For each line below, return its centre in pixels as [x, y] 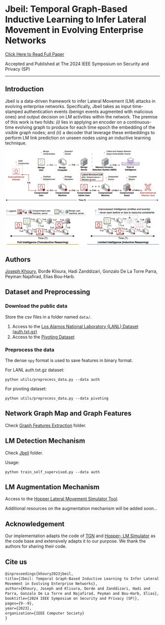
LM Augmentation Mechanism [52, 487]
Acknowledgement [35, 524]
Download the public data [36, 306]
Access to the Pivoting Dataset [43, 337]
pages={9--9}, [20, 604]
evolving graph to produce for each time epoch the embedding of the [85, 127]
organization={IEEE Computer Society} [45, 613]
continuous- [139, 122]
